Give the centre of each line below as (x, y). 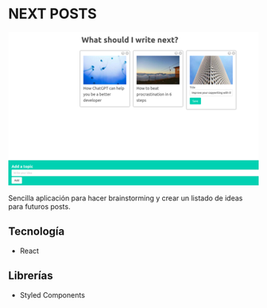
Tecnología (37, 232)
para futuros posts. (39, 207)
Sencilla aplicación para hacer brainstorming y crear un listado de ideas (126, 198)
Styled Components (52, 294)
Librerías (31, 276)
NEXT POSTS (52, 14)
